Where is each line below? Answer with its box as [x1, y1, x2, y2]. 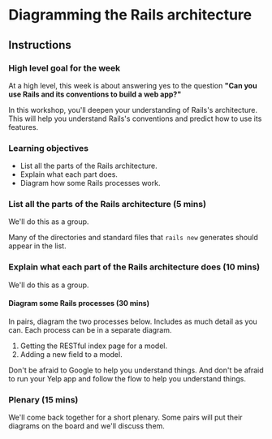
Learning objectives [8, 142, 89, 153]
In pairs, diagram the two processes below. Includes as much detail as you [8, 316, 257, 326]
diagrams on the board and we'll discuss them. [8, 421, 165, 431]
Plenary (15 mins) [8, 394, 79, 405]
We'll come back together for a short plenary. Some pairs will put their [8, 412, 243, 423]
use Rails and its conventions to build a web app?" [8, 89, 182, 99]
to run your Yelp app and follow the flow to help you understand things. [8, 373, 246, 383]
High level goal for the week [8, 62, 121, 74]
